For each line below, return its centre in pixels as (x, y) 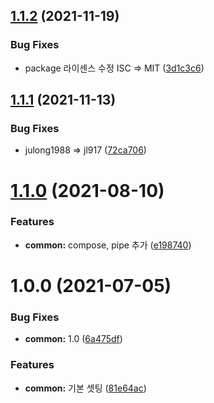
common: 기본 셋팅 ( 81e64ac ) (85, 388)
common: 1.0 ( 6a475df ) (73, 339)
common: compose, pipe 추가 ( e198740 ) (108, 245)
